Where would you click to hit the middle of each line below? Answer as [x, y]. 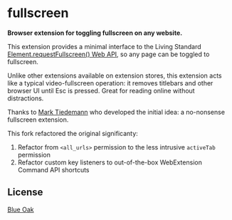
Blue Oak [21, 209]
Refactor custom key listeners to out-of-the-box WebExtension [110, 162]
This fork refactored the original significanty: [73, 133]
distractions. [26, 98]
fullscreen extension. [38, 120]
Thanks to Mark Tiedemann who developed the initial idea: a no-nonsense [116, 112]
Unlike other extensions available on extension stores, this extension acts [115, 75]
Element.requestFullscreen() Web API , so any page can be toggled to [109, 54]
